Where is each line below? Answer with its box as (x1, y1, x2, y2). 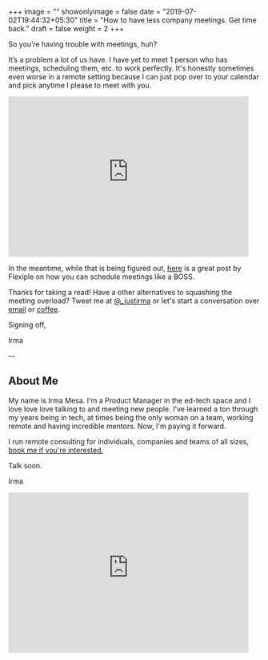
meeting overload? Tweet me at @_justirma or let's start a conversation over (8, 296, 260, 306)
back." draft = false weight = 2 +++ (8, 24, 125, 33)
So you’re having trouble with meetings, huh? (8, 39, 158, 49)
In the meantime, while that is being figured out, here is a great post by (8, 264, 242, 273)
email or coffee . (8, 305, 60, 314)
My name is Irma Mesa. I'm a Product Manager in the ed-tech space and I (8, 395, 251, 405)
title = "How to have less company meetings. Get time (79, 15, 258, 25)
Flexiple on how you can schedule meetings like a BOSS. (8, 272, 195, 281)
